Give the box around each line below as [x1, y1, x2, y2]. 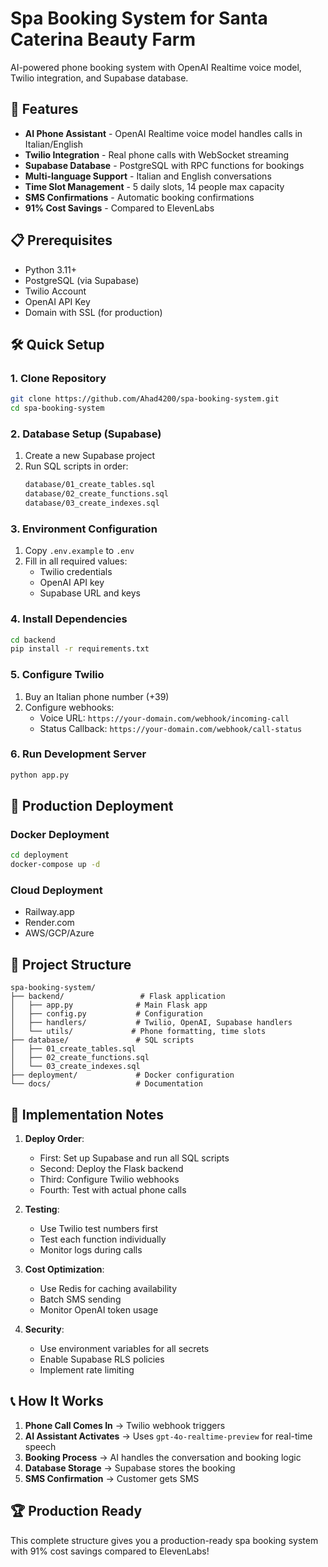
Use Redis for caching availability [39, 1283, 178, 1295]
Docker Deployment [10, 828, 110, 842]
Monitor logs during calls [39, 1244, 143, 1256]
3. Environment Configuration [10, 522, 158, 536]
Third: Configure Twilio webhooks [39, 1173, 180, 1186]
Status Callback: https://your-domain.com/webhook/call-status [39, 722, 303, 734]
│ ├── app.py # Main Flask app [10, 1000, 208, 1011]
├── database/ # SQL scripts [10, 1035, 195, 1046]
